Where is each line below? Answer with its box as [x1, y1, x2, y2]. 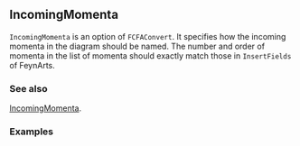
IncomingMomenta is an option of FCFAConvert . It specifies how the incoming [9, 31, 286, 41]
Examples [9, 125, 54, 138]
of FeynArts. [9, 59, 56, 70]
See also [9, 82, 48, 95]
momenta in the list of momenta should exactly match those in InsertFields [9, 50, 292, 61]
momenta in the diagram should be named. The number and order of [9, 41, 265, 51]
